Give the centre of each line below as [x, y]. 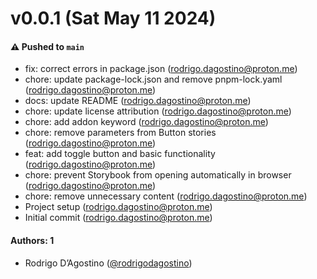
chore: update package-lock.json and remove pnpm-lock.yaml [153, 79]
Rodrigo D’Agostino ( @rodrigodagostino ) [108, 263]
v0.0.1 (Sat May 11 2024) [113, 18]
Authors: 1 [32, 240]
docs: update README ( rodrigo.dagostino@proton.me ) [138, 101]
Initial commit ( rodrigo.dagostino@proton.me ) [118, 218]
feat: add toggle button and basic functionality [120, 154]
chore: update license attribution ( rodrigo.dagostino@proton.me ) [158, 111]
